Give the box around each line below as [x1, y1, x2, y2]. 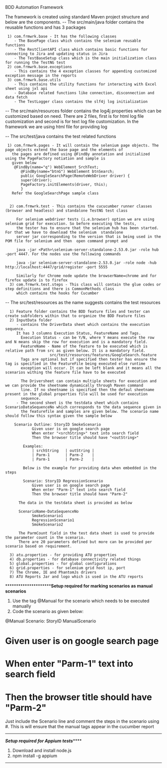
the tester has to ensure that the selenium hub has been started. [16, 226, 159, 230]
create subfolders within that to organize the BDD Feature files [5, 313, 146, 318]
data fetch [5, 95, 28, 100]
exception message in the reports [5, 73, 77, 78]
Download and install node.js [12, 748, 72, 754]
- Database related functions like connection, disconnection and [14, 90, 155, 95]
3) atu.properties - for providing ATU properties [9, 552, 117, 557]
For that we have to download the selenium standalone [5, 230, 123, 235]
